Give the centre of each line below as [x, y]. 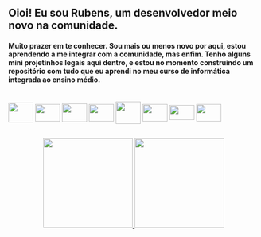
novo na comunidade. [63, 26]
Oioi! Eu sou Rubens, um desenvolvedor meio [123, 13]
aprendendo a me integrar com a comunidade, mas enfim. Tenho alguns [129, 54]
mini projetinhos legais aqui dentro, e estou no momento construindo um [131, 62]
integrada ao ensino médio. [55, 80]
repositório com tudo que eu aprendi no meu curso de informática [119, 71]
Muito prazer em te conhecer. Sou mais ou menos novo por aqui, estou [127, 45]
